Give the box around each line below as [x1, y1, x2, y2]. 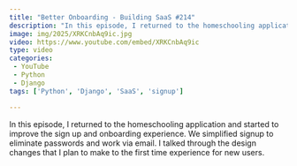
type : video [9, 46, 53, 55]
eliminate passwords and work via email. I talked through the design [9, 138, 256, 148]
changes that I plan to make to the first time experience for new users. [9, 147, 265, 157]
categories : [9, 54, 53, 63]
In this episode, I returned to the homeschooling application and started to [9, 118, 279, 129]
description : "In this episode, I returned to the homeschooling [9, 21, 255, 30]
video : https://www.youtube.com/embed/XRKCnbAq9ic [9, 37, 200, 47]
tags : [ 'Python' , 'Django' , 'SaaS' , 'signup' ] [9, 87, 184, 95]
